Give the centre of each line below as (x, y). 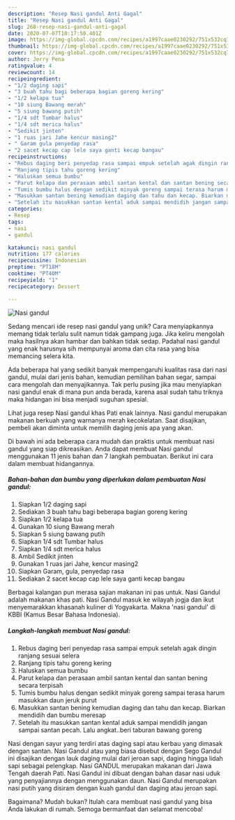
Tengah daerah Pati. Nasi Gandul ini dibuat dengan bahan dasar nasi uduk (114, 773)
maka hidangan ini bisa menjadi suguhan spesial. (78, 399)
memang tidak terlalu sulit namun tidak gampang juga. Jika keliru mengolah (116, 334)
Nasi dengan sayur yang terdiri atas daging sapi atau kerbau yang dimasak (115, 744)
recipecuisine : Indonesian (47, 261)
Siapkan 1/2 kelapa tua (50, 519)
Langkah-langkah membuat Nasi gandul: (69, 631)
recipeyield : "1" (33, 280)
